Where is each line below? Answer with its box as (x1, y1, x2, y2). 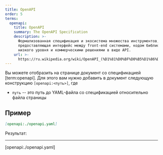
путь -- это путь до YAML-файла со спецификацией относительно (12, 90, 148, 95)
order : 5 (5, 12, 23, 16)
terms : (5, 16, 18, 21)
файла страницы (12, 95, 47, 101)
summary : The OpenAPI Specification (14, 30, 88, 34)
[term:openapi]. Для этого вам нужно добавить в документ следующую (5, 75, 154, 81)
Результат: (5, 130, 27, 136)
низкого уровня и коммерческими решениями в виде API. (17, 47, 131, 52)
